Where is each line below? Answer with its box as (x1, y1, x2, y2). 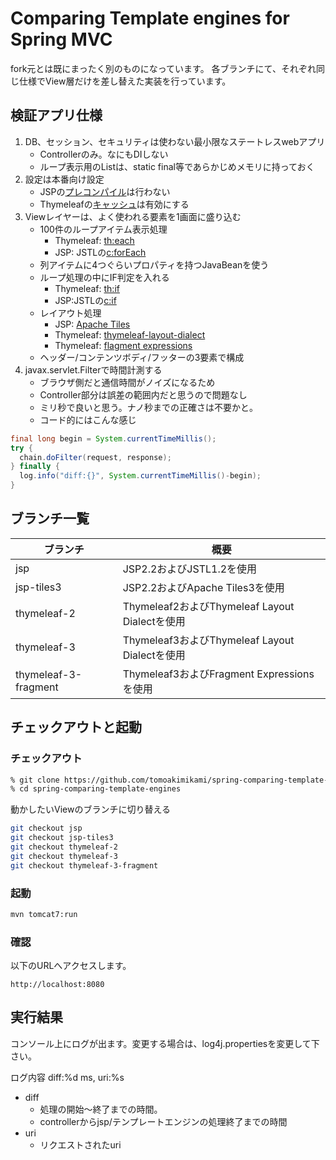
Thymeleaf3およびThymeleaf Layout (122, 633, 295, 647)
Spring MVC (10, 28, 113, 51)
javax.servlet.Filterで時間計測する (24, 363, 163, 376)
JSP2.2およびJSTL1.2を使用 (122, 562, 258, 576)
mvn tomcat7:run (10, 909, 78, 919)
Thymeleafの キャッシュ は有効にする (39, 198, 190, 210)
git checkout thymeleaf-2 (10, 842, 118, 852)
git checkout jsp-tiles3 (10, 833, 114, 843)
